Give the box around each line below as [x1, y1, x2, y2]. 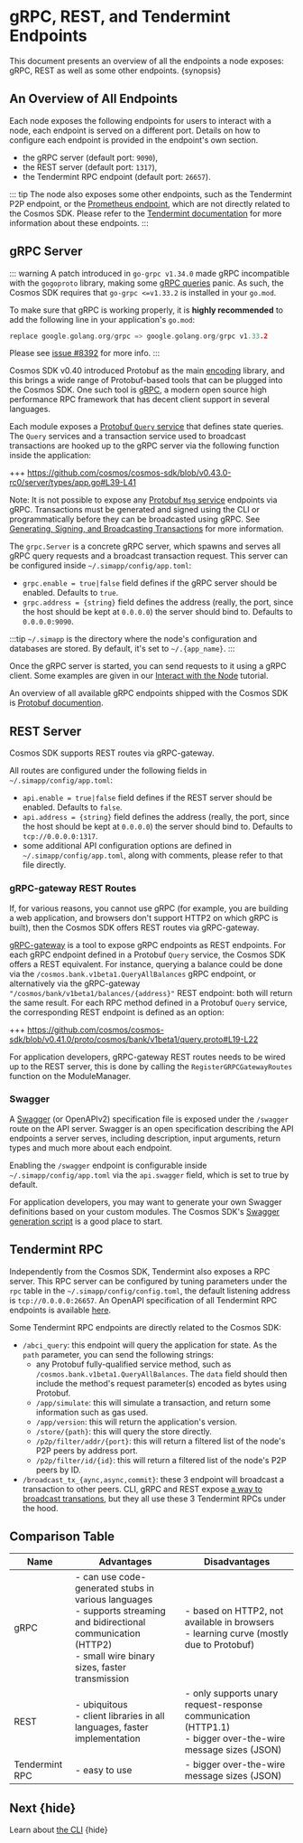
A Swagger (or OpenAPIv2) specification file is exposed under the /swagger [9, 1114, 289, 1124]
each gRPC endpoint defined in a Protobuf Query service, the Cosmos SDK [9, 949, 286, 960]
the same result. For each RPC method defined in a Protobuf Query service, [9, 997, 288, 1008]
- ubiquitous [75, 1698, 128, 1711]
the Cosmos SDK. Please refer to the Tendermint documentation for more [9, 208, 282, 219]
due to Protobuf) [184, 1639, 255, 1651]
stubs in [120, 1582, 155, 1594]
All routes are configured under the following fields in [9, 766, 207, 776]
